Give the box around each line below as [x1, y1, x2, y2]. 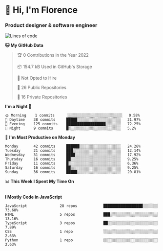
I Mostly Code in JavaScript [5, 194, 62, 200]
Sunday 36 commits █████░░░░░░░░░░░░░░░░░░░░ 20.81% [5, 170, 141, 175]
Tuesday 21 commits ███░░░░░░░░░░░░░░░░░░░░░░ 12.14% [5, 148, 141, 153]
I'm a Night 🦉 [5, 104, 32, 110]
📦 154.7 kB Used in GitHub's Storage [17, 64, 92, 70]
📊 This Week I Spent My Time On [5, 179, 74, 184]
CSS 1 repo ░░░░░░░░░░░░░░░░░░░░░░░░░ [5, 229, 159, 234]
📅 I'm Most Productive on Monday [5, 135, 76, 140]
